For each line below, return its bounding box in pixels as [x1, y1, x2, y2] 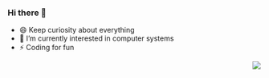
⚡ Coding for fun [18, 43, 75, 53]
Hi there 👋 [7, 7, 47, 18]
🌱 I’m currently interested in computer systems [18, 33, 174, 43]
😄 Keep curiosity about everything [18, 25, 135, 35]
